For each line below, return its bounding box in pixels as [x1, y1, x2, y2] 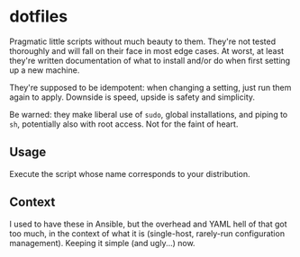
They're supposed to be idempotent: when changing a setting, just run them [9, 82, 292, 93]
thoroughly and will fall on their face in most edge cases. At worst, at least [9, 45, 285, 56]
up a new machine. [9, 65, 80, 75]
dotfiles [9, 6, 68, 27]
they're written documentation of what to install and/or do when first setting [9, 55, 291, 66]
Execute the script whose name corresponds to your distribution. [9, 168, 250, 179]
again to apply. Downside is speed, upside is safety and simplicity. [9, 92, 255, 102]
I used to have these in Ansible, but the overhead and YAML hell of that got [9, 218, 287, 229]
